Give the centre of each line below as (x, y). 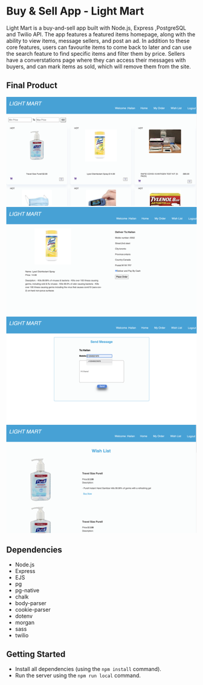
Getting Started (36, 654)
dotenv (24, 616)
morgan (25, 622)
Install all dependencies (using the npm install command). (88, 669)
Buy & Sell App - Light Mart (75, 11)
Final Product (32, 86)
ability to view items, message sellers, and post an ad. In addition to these (98, 41)
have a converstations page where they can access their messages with (96, 60)
